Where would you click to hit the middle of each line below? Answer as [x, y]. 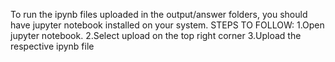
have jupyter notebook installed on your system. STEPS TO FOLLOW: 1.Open [167, 25]
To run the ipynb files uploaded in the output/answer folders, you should [159, 14]
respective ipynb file [52, 46]
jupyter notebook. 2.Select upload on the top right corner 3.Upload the [156, 35]
